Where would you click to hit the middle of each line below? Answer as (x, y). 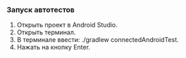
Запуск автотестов (41, 10)
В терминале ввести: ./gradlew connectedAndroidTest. (98, 40)
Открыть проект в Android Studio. (67, 25)
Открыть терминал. (46, 32)
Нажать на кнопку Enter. (54, 48)
